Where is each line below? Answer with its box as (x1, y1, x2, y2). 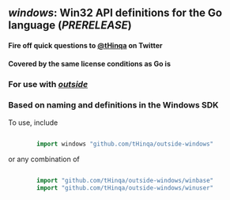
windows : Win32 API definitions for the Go (8, 6, 223, 20)
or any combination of (8, 154, 81, 164)
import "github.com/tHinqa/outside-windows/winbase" (36, 176, 214, 184)
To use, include (8, 118, 58, 127)
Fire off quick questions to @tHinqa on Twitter (8, 40, 163, 50)
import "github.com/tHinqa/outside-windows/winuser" (36, 183, 214, 192)
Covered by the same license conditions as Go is (8, 58, 172, 68)
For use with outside (8, 78, 89, 89)
